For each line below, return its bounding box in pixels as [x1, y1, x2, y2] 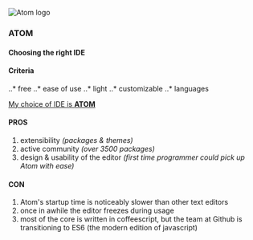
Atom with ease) [19, 161, 75, 170]
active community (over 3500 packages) [19, 144, 155, 153]
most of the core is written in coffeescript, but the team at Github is [19, 214, 243, 224]
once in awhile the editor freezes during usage [19, 205, 174, 216]
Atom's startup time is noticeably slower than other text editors [19, 197, 229, 207]
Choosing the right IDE [8, 47, 86, 57]
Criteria [8, 66, 35, 75]
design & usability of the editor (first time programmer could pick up [19, 153, 245, 162]
